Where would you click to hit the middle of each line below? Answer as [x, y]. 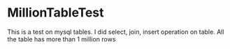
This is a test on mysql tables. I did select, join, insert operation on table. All [116, 32]
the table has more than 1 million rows [62, 39]
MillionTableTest [56, 13]
